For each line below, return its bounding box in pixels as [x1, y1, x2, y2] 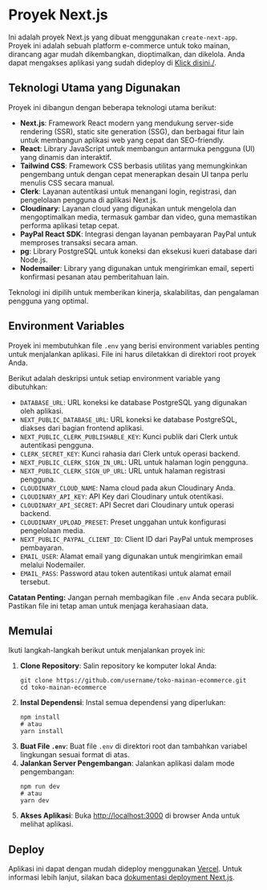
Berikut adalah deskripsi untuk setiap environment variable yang [8, 373, 220, 383]
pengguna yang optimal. [8, 296, 89, 306]
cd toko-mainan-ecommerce [19, 683, 107, 692]
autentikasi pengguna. [19, 440, 94, 449]
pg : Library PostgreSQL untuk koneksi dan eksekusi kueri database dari [19, 246, 257, 256]
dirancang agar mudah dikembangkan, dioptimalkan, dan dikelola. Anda [8, 49, 245, 59]
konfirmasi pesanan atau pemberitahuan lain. [19, 272, 170, 281]
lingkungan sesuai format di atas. [19, 750, 130, 760]
